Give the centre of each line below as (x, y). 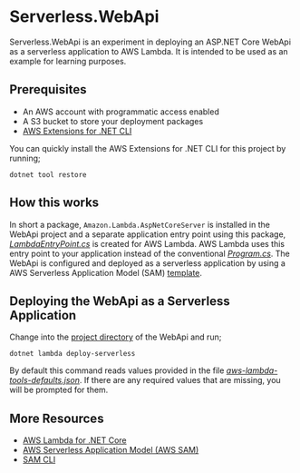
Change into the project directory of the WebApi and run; (116, 337)
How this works (54, 203)
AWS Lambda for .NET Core (74, 440)
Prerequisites (48, 89)
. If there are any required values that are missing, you (180, 380)
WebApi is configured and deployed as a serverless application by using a (147, 263)
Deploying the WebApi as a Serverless (120, 301)
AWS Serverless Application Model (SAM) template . (106, 272)
